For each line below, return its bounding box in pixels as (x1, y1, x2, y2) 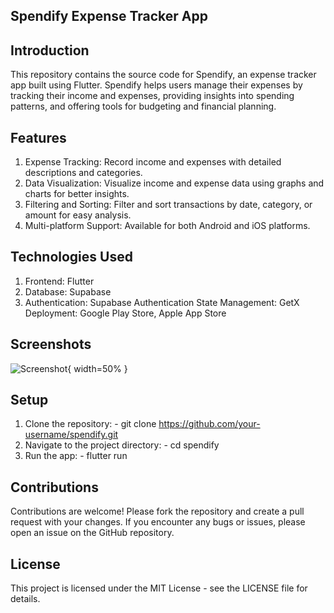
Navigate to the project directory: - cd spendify (24, 439, 220, 451)
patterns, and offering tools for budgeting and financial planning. (10, 100, 277, 113)
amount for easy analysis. (24, 209, 132, 221)
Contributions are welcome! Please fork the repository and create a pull (10, 505, 305, 518)
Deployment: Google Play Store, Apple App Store (24, 307, 227, 319)
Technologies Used (10, 249, 133, 266)
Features (10, 129, 67, 146)
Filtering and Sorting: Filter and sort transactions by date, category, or (24, 199, 313, 211)
